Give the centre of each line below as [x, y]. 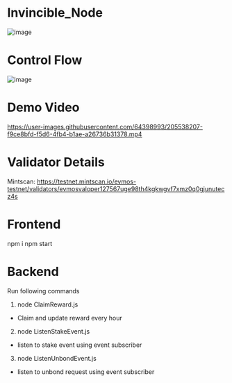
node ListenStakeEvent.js [53, 331]
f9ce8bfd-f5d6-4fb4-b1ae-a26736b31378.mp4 [75, 134]
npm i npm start [30, 243]
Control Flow [45, 60]
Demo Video [43, 107]
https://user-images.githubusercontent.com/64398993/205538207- [105, 127]
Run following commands [43, 291]
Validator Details [56, 162]
